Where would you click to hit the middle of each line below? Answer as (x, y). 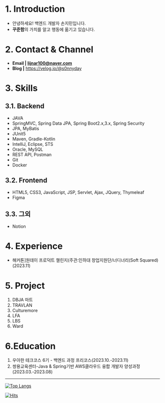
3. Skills (21, 88)
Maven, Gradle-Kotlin (34, 139)
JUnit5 (19, 134)
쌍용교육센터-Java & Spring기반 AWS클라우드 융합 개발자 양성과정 (76, 366)
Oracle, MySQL (27, 149)
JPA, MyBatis (26, 128)
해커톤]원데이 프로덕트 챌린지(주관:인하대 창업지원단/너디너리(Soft (75, 260)
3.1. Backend (25, 106)
